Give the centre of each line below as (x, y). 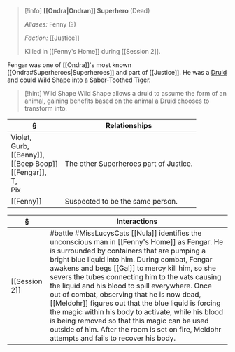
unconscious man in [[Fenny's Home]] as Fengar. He (137, 242)
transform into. (46, 108)
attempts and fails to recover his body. (113, 338)
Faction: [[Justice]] (52, 38)
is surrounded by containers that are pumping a (128, 251)
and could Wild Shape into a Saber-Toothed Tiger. (79, 80)
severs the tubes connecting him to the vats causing (136, 277)
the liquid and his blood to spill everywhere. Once (131, 286)
